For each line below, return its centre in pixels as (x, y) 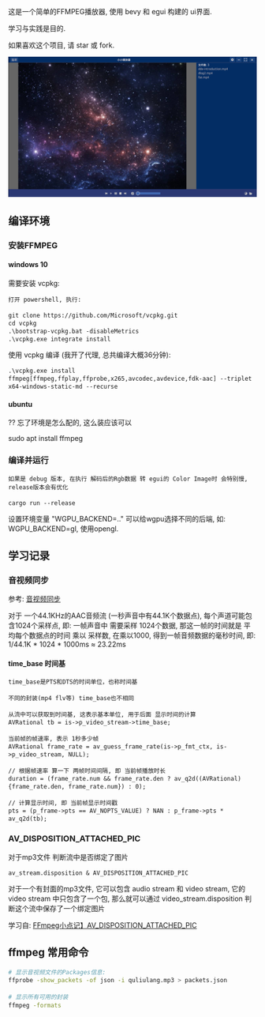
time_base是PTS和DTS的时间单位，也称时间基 (73, 682)
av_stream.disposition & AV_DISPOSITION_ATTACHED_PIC (99, 873)
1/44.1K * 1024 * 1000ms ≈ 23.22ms (67, 644)
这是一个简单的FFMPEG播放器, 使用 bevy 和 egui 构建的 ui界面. (110, 11)
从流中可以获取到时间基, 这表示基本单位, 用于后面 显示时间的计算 (102, 715)
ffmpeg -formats (35, 1006)
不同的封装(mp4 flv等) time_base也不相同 (71, 699)
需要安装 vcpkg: (34, 284)
